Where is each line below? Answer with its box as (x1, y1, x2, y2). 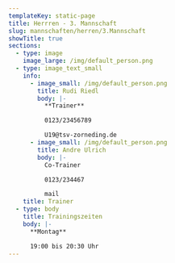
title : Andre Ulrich (37, 146, 106, 154)
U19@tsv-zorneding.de (44, 131, 117, 140)
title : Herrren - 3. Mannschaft (8, 19, 117, 27)
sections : (8, 42, 42, 50)
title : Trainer (23, 198, 74, 206)
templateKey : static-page (8, 11, 95, 20)
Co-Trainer (44, 161, 81, 169)
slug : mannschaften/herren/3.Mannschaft (8, 27, 147, 35)
